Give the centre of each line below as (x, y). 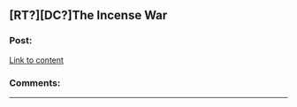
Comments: (35, 82)
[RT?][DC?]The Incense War (88, 15)
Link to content (37, 60)
